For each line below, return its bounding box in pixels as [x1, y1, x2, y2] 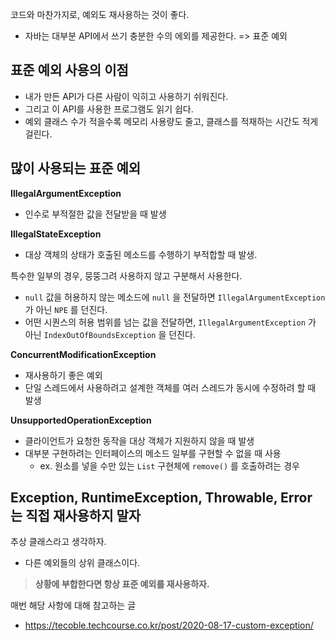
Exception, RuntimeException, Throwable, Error [10, 489, 313, 507]
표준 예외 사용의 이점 [10, 62, 129, 79]
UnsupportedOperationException [10, 414, 152, 426]
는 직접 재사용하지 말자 [10, 508, 142, 525]
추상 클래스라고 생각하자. [10, 536, 107, 548]
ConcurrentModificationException [10, 348, 157, 360]
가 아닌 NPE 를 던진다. [24, 303, 108, 315]
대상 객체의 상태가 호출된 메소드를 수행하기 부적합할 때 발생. [24, 248, 258, 260]
